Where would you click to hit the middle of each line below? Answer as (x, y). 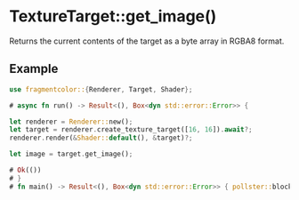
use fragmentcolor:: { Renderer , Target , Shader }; (101, 89)
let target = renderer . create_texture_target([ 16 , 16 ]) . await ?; (131, 130)
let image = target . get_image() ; (71, 154)
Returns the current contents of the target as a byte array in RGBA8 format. (147, 41)
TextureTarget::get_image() (113, 16)
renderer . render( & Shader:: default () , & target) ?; (101, 138)
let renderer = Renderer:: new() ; (71, 122)
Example (34, 69)
